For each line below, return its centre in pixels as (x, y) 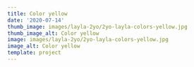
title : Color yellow (38, 14)
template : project (34, 53)
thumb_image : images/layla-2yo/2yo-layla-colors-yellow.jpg (98, 27)
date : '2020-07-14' (36, 20)
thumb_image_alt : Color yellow (53, 33)
